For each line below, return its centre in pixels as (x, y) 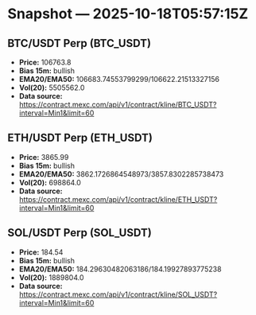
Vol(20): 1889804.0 (51, 277)
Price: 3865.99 (44, 157)
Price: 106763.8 (45, 62)
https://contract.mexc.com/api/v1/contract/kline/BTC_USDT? (118, 105)
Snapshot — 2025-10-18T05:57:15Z (128, 14)
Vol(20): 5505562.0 (52, 87)
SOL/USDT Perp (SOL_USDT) (80, 233)
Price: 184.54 (41, 252)
